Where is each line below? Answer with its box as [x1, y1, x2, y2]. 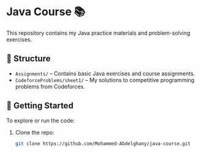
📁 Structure [6, 53, 51, 64]
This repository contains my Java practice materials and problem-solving [6, 29, 191, 37]
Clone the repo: [15, 129, 55, 136]
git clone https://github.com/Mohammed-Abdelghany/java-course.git [15, 140, 191, 147]
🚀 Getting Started [6, 100, 74, 111]
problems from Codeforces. [15, 83, 86, 90]
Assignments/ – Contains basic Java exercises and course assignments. [15, 70, 196, 77]
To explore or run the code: [6, 117, 75, 124]
